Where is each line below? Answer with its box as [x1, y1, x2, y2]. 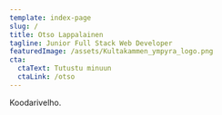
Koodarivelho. [9, 97, 62, 108]
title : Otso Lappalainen [9, 30, 104, 39]
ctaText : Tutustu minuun [17, 64, 112, 73]
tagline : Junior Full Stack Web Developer [9, 38, 173, 48]
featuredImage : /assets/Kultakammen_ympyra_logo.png [9, 47, 214, 56]
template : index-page [9, 13, 92, 23]
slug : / [9, 22, 39, 31]
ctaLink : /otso [17, 72, 76, 81]
